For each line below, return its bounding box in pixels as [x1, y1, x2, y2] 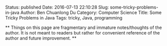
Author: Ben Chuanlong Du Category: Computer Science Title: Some [20, 9, 162, 15]
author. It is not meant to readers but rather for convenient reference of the [5, 30, 160, 35]
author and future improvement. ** [5, 35, 77, 41]
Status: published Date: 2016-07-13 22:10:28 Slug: [5, 4, 109, 10]
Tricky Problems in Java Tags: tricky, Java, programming [5, 15, 123, 20]
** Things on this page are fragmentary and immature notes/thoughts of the [5, 24, 162, 30]
